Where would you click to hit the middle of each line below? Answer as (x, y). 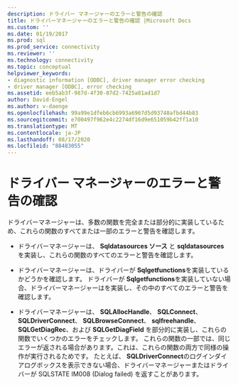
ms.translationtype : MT (43, 126)
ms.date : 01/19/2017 (38, 34)
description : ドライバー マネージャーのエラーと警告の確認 (85, 14)
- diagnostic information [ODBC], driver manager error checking (106, 80)
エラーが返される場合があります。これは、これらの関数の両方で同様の (120, 347)
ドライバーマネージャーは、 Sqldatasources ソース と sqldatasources (121, 246)
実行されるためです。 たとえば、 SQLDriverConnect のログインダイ (129, 357)
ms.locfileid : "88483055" (45, 146)
